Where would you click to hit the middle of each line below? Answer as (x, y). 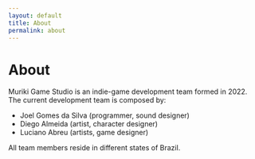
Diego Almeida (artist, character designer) (88, 124)
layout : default (35, 16)
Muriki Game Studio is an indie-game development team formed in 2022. (128, 91)
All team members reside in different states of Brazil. (94, 148)
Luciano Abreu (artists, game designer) (84, 133)
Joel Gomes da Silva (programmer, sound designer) (104, 115)
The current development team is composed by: (87, 100)
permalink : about (37, 30)
